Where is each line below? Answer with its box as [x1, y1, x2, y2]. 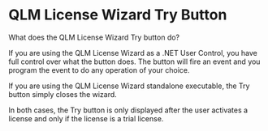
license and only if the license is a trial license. [8, 113, 164, 123]
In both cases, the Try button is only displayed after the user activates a [8, 105, 249, 115]
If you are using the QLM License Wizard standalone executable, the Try [8, 81, 250, 91]
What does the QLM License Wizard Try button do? [8, 32, 180, 42]
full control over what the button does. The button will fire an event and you [8, 57, 261, 66]
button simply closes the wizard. [8, 89, 118, 99]
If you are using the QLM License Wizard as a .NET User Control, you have [8, 48, 257, 57]
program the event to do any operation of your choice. [8, 65, 190, 74]
